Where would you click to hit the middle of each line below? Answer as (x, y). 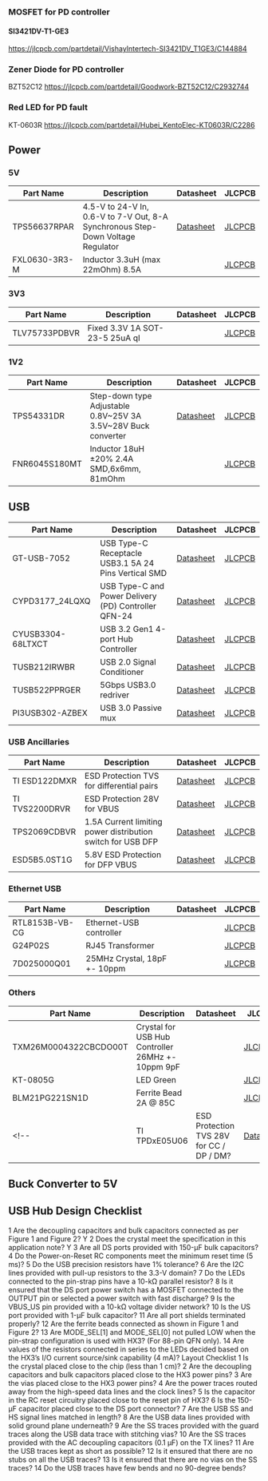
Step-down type (121, 396)
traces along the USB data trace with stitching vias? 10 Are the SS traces (127, 1434)
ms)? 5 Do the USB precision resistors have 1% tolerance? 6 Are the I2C (126, 1264)
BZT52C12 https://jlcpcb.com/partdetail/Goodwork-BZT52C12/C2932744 (129, 87)
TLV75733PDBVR (46, 332)
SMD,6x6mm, (115, 469)
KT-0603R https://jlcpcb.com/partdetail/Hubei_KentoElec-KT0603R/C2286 (132, 125)
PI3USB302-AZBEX (50, 713)
